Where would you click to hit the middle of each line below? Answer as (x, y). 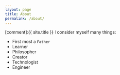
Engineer (21, 67)
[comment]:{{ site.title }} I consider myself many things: (60, 32)
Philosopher (24, 52)
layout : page (18, 9)
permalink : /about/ (25, 18)
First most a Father (31, 42)
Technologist (25, 62)
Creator (20, 57)
